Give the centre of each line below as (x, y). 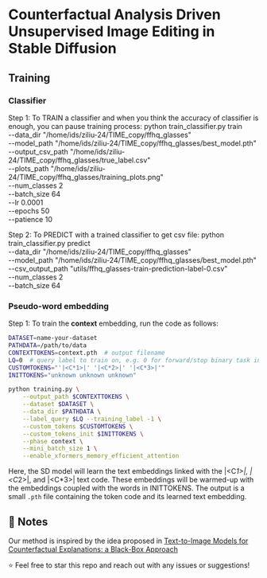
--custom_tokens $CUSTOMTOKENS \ (78, 426)
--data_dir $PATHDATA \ (62, 412)
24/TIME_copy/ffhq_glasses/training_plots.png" (86, 177)
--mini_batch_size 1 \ (60, 449)
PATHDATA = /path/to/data (48, 346)
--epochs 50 (29, 211)
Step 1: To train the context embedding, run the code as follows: (113, 323)
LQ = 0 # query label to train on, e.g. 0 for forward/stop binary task (129, 360)
